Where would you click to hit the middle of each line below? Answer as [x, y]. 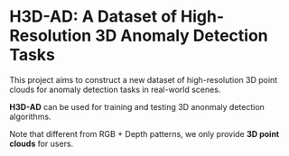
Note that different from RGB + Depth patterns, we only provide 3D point [144, 133]
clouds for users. [42, 143]
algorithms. [30, 116]
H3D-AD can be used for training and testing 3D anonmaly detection [137, 106]
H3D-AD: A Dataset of [93, 17]
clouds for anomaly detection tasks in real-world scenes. [115, 89]
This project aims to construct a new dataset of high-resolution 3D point [144, 79]
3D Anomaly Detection [181, 36]
